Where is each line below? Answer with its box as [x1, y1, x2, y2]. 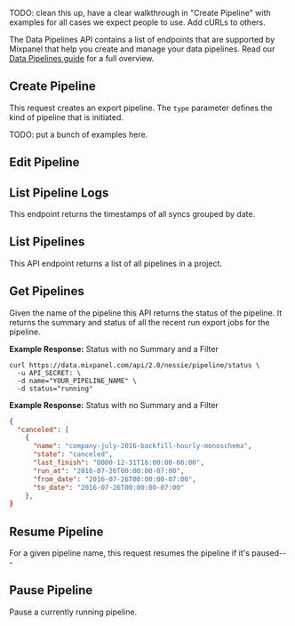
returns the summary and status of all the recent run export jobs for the [9, 317, 270, 327]
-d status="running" [17, 384, 93, 393]
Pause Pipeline [9, 582, 93, 598]
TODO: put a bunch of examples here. [9, 129, 148, 140]
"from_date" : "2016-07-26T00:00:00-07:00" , [32, 475, 197, 484]
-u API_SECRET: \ [17, 368, 82, 377]
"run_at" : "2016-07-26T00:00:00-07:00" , [32, 466, 185, 475]
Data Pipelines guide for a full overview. [9, 53, 155, 63]
